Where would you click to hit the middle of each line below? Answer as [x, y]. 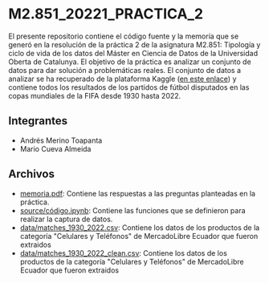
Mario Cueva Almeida [55, 148]
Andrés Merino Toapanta [61, 140]
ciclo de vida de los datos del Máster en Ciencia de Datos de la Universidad [133, 53]
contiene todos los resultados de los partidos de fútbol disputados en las [129, 87]
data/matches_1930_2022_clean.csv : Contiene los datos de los [123, 253]
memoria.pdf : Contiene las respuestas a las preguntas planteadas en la [137, 193]
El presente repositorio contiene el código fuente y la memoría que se [124, 36]
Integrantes [38, 121]
